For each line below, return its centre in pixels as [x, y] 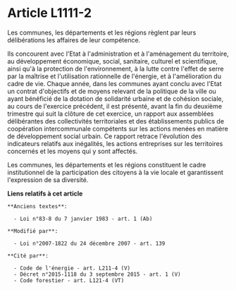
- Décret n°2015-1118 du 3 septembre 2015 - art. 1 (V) [97, 274]
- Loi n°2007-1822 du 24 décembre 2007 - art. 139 [89, 243]
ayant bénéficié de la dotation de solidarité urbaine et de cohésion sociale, [116, 98]
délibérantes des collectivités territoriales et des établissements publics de [116, 121]
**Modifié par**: [33, 231]
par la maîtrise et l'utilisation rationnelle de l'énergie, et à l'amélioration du [114, 76]
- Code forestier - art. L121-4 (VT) [69, 280]
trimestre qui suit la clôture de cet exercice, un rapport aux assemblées [111, 114]
